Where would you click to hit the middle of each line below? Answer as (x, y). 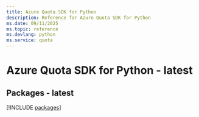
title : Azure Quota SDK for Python (51, 12)
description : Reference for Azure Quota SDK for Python (79, 18)
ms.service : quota (30, 40)
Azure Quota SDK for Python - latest (100, 70)
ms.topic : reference (33, 29)
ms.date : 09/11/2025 (33, 23)
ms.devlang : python (31, 35)
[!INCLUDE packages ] (34, 108)
